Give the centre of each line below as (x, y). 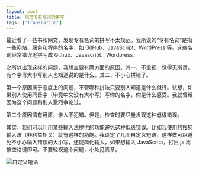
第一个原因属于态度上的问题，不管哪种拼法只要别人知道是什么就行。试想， (97, 88)
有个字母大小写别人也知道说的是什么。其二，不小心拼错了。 (79, 75)
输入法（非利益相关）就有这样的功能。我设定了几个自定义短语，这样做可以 (97, 135)
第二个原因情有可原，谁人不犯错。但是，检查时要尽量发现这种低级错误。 (94, 115)
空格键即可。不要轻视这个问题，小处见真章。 (65, 150)
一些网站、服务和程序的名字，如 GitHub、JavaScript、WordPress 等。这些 (97, 47)
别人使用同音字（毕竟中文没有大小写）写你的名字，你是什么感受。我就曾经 (102, 95)
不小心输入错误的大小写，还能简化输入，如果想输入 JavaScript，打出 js (98, 142)
